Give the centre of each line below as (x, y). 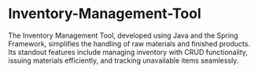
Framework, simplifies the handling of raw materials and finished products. (129, 43)
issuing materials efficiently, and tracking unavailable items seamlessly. (123, 60)
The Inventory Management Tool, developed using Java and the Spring (123, 35)
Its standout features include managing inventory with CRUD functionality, (128, 52)
